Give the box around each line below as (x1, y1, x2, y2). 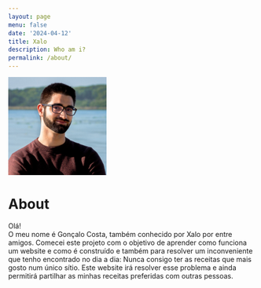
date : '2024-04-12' (8, 29, 72, 37)
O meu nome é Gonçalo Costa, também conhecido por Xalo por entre (8, 229, 233, 239)
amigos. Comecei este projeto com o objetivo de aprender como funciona (8, 238, 248, 247)
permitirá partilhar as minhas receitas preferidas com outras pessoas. (8, 271, 233, 280)
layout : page (8, 13, 51, 20)
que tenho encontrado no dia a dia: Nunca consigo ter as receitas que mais (8, 254, 252, 264)
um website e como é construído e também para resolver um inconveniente (8, 246, 253, 255)
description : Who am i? (8, 46, 86, 54)
